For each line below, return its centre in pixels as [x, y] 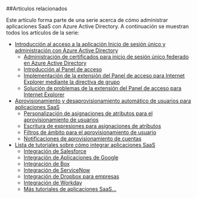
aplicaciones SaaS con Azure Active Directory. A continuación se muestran [98, 26]
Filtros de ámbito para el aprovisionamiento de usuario [90, 132]
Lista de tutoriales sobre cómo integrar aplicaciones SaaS [85, 145]
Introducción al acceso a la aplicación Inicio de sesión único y [90, 44]
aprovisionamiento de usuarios [61, 120]
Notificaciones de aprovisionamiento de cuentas [83, 138]
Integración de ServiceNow [57, 170]
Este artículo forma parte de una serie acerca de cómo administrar [87, 20]
